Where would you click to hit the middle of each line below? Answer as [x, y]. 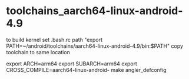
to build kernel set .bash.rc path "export [54, 39]
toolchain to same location [38, 52]
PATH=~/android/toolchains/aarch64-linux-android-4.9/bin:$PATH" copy [95, 46]
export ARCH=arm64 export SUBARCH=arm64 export [72, 64]
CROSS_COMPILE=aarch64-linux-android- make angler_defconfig [86, 70]
